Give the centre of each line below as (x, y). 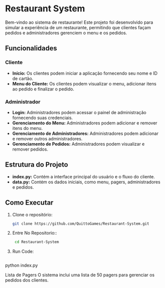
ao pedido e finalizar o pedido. (43, 89)
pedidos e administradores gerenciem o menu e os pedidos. (66, 33)
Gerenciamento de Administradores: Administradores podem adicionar (85, 133)
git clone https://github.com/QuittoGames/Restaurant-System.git (81, 224)
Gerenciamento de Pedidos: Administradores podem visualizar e (78, 144)
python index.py (21, 265)
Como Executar (29, 203)
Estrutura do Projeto (37, 165)
